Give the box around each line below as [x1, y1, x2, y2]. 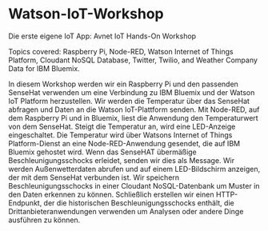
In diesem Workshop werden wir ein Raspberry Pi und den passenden [8, 79, 238, 89]
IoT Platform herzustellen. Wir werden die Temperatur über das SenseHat [8, 96, 250, 106]
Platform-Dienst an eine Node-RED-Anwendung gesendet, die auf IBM [8, 138, 241, 148]
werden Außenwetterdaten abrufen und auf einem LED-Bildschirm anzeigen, [8, 164, 261, 173]
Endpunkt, [8, 197, 42, 208]
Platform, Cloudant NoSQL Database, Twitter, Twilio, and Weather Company [8, 55, 258, 65]
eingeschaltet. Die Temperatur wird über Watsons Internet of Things [8, 129, 233, 140]
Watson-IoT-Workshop [8, 5, 164, 23]
